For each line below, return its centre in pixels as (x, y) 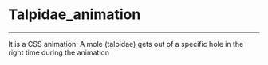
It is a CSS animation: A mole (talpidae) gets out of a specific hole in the (126, 44)
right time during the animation (59, 52)
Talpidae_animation (75, 15)
